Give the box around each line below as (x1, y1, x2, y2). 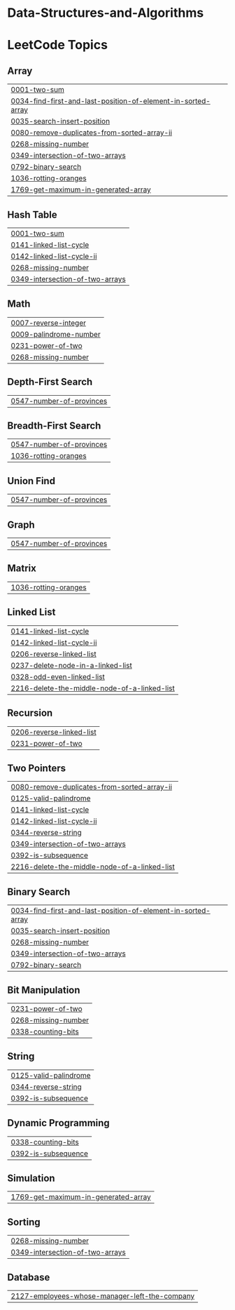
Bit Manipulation (7, 984, 80, 996)
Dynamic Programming (7, 1117, 110, 1129)
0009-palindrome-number (10, 329, 101, 339)
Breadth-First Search (7, 420, 101, 432)
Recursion (7, 707, 53, 719)
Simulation (7, 1172, 55, 1184)
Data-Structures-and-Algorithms (7, 5, 204, 21)
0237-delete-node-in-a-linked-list (10, 660, 133, 670)
